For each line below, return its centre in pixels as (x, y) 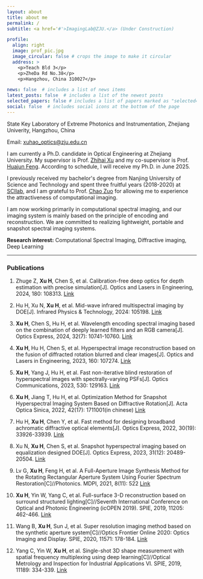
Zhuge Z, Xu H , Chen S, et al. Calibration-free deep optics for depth (100, 281)
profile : (18, 40)
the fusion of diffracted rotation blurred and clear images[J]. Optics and (105, 354)
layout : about (25, 12)
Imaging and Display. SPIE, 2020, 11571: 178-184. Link (82, 539)
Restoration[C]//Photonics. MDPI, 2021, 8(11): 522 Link (83, 484)
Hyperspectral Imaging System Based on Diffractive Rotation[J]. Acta (101, 404)
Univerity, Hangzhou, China (41, 130)
